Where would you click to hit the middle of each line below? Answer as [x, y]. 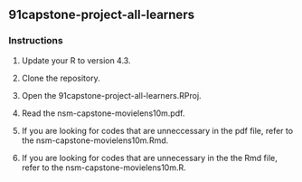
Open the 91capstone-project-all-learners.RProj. [111, 95]
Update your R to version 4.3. [76, 60]
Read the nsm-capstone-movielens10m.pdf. [103, 113]
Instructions [36, 41]
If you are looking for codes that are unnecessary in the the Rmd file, [149, 158]
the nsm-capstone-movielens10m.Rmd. [95, 140]
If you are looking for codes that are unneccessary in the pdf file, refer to [157, 130]
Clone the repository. [61, 78]
